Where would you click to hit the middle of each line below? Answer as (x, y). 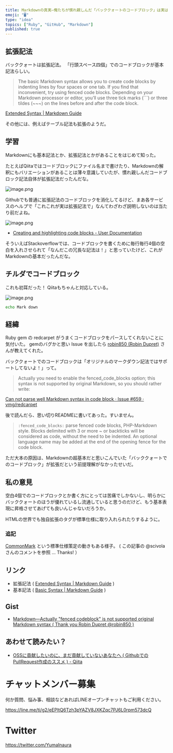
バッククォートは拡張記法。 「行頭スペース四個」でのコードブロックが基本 (84, 64)
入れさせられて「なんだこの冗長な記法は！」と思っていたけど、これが (89, 249)
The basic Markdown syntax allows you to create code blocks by (87, 81)
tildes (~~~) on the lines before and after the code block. (78, 103)
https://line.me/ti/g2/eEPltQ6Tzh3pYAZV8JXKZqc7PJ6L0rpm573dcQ (79, 710)
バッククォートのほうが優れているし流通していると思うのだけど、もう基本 (84, 502)
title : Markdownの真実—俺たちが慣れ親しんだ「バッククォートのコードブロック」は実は (87, 10)
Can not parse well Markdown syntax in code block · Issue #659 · (75, 399)
